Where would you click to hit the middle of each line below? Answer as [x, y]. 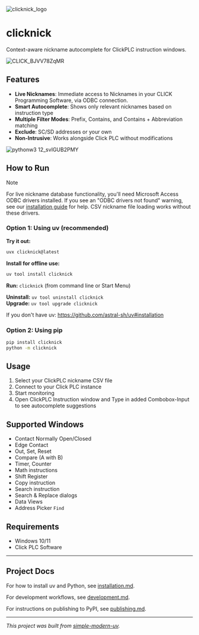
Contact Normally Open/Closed [53, 439]
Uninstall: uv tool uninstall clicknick [55, 297]
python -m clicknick [32, 348]
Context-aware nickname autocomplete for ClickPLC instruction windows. [96, 49]
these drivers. [23, 213]
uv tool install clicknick [39, 274]
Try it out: [18, 241]
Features [23, 80]
